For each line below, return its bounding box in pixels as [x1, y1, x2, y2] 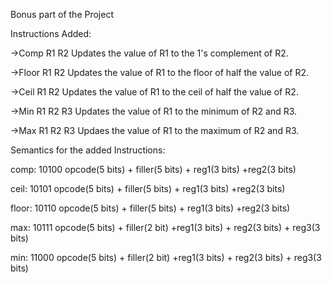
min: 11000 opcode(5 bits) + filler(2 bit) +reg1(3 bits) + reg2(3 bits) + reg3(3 [10, 252, 322, 263]
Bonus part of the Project [10, 9, 114, 20]
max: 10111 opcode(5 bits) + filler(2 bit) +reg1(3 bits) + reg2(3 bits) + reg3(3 [10, 222, 321, 233]
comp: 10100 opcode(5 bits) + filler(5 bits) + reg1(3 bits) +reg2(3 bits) [10, 164, 297, 175]
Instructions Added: [10, 28, 92, 39]
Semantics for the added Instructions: [10, 144, 166, 156]
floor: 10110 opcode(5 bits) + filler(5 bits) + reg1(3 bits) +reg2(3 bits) [10, 202, 291, 214]
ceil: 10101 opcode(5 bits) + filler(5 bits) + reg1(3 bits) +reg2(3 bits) [10, 183, 286, 194]
